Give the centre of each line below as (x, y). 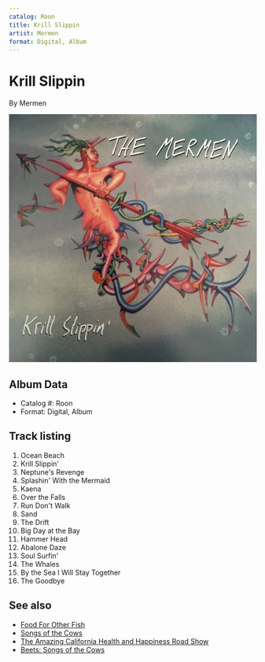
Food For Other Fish (53, 624)
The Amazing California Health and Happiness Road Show (114, 641)
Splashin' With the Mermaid (65, 480)
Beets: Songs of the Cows (63, 649)
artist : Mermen (34, 33)
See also (30, 606)
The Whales (40, 564)
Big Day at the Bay (50, 531)
